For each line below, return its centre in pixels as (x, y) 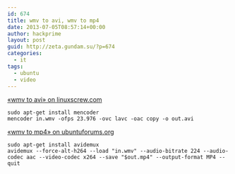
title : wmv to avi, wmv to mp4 (53, 21)
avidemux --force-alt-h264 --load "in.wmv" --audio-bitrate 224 (104, 151)
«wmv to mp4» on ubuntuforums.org (61, 132)
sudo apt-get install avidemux (53, 145)
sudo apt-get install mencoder (53, 113)
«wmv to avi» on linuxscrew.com (55, 100)
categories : (25, 54)
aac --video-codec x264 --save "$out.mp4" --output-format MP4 (121, 157)
